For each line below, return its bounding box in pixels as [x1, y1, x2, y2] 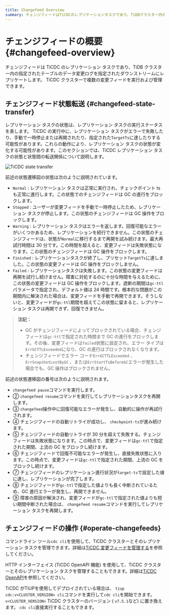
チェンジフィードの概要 [5, 36, 103, 47]
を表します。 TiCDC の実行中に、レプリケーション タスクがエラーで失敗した [5, 128, 163, 135]
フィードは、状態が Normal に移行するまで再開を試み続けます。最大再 [21, 236, 163, 242]
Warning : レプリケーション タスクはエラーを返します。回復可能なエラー [12, 223, 162, 229]
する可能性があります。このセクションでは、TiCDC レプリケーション [9, 147, 153, 153]
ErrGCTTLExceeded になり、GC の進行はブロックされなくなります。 [25, 346, 162, 352]
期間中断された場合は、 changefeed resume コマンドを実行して [17, 501, 146, 507]
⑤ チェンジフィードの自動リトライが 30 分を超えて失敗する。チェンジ [12, 431, 161, 437]
